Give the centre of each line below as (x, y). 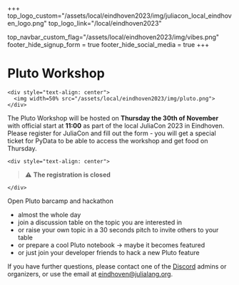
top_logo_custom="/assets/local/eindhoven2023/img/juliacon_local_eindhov (119, 16)
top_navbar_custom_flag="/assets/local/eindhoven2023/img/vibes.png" (113, 37)
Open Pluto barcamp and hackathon (61, 201)
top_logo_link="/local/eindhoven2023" (105, 23)
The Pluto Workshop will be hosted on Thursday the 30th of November (113, 118)
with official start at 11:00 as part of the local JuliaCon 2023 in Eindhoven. (116, 125)
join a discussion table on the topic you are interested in (100, 222)
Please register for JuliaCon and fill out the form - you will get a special (112, 133)
